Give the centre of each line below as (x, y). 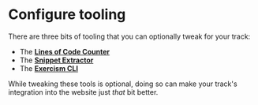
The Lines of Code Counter (65, 51)
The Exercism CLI (49, 68)
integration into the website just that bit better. (83, 92)
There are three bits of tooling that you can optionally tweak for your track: (129, 36)
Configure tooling (67, 15)
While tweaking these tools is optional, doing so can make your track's (123, 84)
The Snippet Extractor (56, 60)
